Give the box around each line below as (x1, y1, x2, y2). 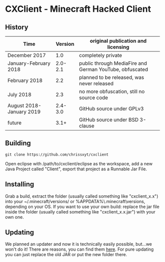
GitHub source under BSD (79, 116, 139, 123)
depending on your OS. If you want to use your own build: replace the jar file (5, 204, 160, 210)
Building (5, 139, 31, 148)
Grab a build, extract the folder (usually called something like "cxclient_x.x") (5, 193, 159, 199)
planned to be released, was (79, 74, 144, 80)
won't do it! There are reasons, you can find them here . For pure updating (5, 246, 154, 252)
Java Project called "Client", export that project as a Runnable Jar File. (5, 166, 147, 172)
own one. (5, 214, 24, 220)
